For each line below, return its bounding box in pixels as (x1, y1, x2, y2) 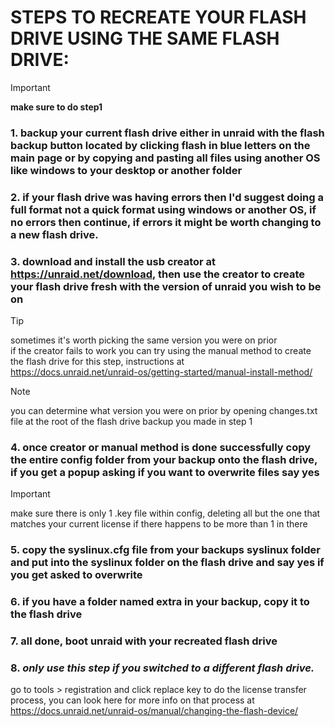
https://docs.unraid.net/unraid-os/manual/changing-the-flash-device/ (10, 705, 299, 717)
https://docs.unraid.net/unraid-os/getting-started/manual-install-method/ (10, 366, 313, 378)
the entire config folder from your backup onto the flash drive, (10, 453, 318, 466)
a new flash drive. (10, 227, 99, 241)
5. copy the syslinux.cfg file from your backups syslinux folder (10, 543, 322, 557)
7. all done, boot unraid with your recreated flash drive (10, 634, 278, 648)
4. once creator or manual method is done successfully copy (10, 441, 312, 454)
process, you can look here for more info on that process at (10, 694, 255, 706)
